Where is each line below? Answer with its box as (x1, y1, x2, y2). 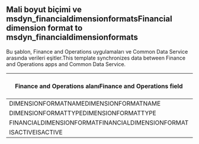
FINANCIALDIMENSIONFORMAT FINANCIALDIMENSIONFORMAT (9, 118, 189, 126)
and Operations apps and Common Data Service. (6, 60, 126, 67)
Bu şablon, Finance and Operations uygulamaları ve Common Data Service (6, 48, 188, 55)
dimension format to (6, 23, 83, 33)
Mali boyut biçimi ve (6, 5, 82, 15)
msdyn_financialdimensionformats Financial (6, 14, 173, 24)
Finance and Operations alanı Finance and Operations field (14, 82, 183, 90)
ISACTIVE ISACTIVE (9, 128, 63, 136)
